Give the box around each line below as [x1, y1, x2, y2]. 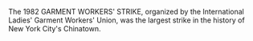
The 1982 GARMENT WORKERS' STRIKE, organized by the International [8, 7, 245, 16]
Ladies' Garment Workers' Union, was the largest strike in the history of [8, 15, 245, 25]
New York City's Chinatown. [8, 24, 102, 33]
